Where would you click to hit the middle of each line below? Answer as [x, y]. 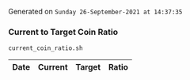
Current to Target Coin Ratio [63, 32]
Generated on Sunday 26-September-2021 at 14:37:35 [95, 11]
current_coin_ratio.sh [46, 48]
